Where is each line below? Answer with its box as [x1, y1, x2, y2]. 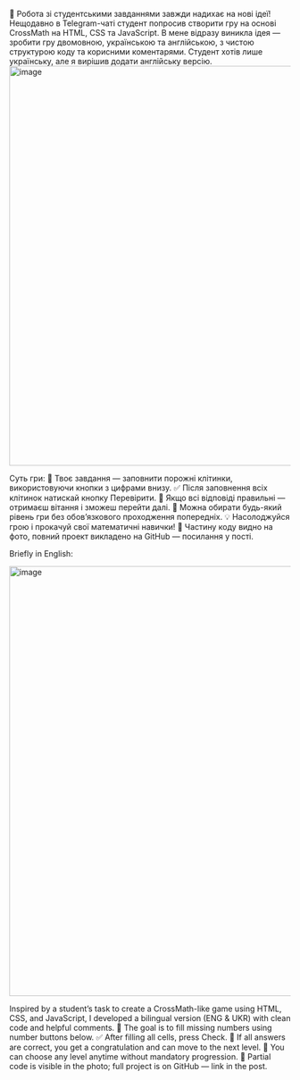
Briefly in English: [9, 548, 73, 558]
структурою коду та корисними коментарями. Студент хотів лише [9, 46, 263, 57]
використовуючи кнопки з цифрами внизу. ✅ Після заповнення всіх [9, 482, 268, 493]
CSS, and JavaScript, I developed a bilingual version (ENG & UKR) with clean [9, 1013, 291, 1023]
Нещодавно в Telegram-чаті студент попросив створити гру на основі [9, 18, 277, 29]
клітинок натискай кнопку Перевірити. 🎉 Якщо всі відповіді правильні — [9, 492, 286, 503]
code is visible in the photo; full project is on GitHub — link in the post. [9, 1061, 268, 1071]
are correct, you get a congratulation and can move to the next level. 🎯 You [9, 1042, 285, 1052]
